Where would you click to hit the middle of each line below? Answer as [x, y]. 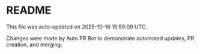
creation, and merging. [34, 45]
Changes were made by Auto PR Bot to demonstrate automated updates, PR [100, 38]
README [29, 10]
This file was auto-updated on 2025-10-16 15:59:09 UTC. [77, 27]
